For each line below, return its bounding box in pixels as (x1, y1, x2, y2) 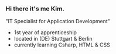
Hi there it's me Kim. (5, 5, 65, 13)
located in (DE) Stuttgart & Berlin (13, 35, 93, 42)
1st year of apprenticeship (13, 29, 77, 36)
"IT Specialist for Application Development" (5, 18, 111, 25)
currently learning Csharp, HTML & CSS (13, 41, 111, 48)
